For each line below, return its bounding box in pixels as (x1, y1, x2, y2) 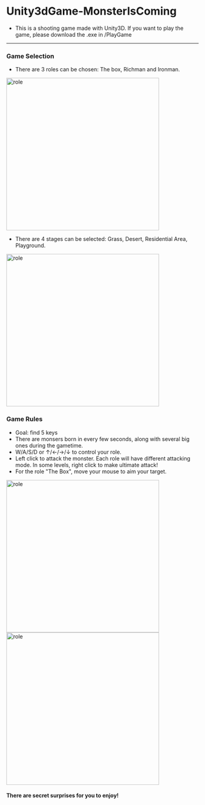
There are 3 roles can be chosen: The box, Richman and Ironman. (15, 66, 180, 73)
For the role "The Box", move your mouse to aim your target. (15, 468, 167, 475)
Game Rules (6, 415, 43, 423)
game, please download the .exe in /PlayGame (15, 30, 132, 38)
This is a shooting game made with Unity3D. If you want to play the (15, 24, 184, 32)
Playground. (15, 242, 46, 249)
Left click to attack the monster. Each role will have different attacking (15, 454, 191, 462)
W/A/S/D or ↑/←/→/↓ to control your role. (15, 448, 122, 456)
